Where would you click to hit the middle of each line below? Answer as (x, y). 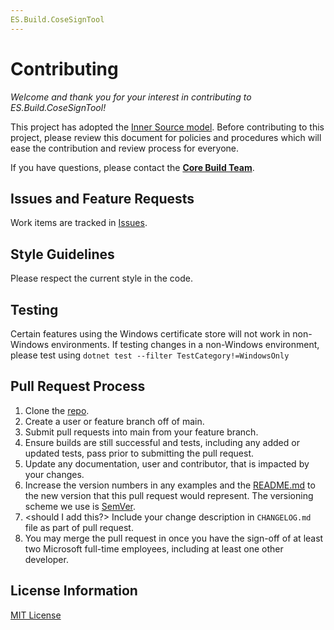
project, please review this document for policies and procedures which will (166, 137)
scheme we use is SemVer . (80, 506)
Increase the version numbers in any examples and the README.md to (170, 485)
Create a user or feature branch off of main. (114, 421)
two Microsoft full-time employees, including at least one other (154, 548)
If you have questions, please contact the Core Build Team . (132, 167)
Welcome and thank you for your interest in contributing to (131, 97)
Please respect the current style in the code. (101, 278)
